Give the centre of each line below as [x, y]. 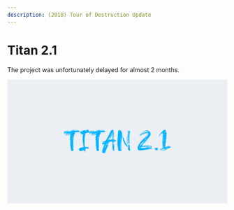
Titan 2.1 [32, 50]
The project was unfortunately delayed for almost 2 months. [94, 69]
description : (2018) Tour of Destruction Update [79, 15]
